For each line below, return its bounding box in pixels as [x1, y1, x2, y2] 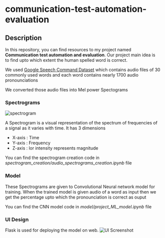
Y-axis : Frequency [12, 140, 51, 146]
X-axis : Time [12, 135, 39, 141]
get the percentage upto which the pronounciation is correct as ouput [5, 194, 147, 200]
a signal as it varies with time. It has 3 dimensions [5, 125, 106, 131]
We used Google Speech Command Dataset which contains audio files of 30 [5, 67, 161, 73]
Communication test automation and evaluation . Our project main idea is [5, 52, 156, 58]
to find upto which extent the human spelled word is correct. [5, 57, 128, 63]
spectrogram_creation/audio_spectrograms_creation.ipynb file [5, 160, 132, 166]
